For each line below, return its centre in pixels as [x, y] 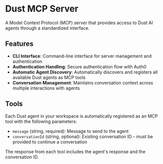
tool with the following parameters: [41, 121]
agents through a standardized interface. [47, 28]
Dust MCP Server [42, 9]
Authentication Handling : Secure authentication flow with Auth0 [79, 66]
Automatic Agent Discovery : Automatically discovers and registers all [85, 72]
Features [19, 44]
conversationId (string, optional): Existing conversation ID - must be [83, 136]
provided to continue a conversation [50, 142]
